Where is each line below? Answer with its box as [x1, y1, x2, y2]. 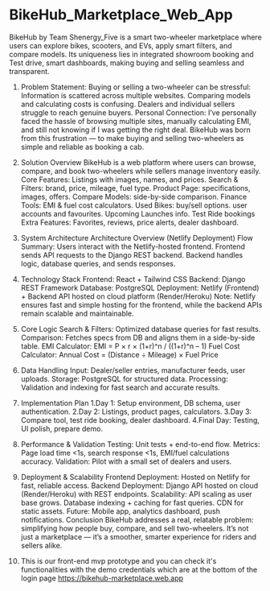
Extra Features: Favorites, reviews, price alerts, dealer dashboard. [20, 217, 239, 227]
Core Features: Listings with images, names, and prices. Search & [20, 175, 239, 184]
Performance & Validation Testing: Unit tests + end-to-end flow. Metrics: [20, 439, 260, 448]
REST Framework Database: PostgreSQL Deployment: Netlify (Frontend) [20, 283, 260, 292]
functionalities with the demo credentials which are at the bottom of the [20, 564, 258, 574]
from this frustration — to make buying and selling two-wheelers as [20, 133, 244, 143]
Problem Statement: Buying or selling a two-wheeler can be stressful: [20, 82, 252, 92]
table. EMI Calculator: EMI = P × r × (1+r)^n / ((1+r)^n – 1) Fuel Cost [20, 341, 240, 351]
